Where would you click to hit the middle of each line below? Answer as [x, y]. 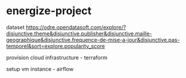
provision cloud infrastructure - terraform [57, 57]
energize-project [49, 11]
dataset [15, 27]
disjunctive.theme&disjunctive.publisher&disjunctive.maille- [79, 33]
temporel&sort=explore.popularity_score [56, 46]
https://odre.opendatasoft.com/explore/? [76, 27]
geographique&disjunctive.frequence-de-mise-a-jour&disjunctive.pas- [93, 40]
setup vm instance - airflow [40, 69]
